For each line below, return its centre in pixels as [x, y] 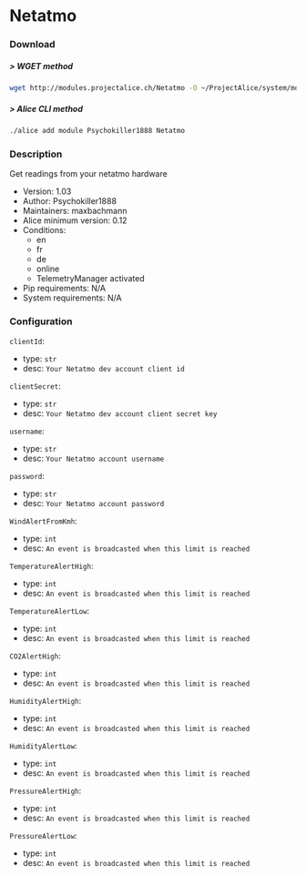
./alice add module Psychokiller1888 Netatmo [97, 130]
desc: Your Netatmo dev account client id [103, 369]
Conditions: [44, 230]
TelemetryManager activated [90, 279]
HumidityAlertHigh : [46, 701]
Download [33, 45]
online [48, 269]
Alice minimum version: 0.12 [75, 220]
